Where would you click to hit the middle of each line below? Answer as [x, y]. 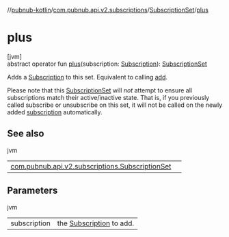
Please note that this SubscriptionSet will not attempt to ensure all [100, 90]
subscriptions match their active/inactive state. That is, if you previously [108, 97]
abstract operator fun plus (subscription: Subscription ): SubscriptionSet [107, 64]
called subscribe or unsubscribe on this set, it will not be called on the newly [115, 105]
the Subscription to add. [96, 223]
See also [26, 134]
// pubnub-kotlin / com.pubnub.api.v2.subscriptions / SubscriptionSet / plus [108, 10]
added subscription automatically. [55, 112]
